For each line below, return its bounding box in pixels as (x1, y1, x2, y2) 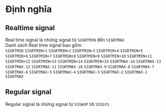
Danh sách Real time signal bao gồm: (5, 42, 82, 48)
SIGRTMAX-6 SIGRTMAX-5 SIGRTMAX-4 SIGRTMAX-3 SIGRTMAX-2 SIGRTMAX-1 (5, 70, 148, 75)
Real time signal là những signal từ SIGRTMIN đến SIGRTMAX (5, 37, 125, 43)
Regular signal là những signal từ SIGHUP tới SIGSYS (5, 101, 110, 107)
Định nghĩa (5, 4, 52, 15)
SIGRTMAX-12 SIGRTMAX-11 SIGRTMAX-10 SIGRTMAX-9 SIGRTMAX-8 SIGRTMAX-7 (5, 64, 154, 69)
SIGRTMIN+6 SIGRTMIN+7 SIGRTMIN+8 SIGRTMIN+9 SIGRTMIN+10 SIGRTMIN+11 (5, 54, 152, 59)
